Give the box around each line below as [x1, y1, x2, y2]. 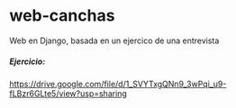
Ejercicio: [9, 56, 46, 67]
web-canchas [9, 5, 115, 26]
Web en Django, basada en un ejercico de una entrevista [9, 35, 220, 46]
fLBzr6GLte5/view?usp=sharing [9, 87, 128, 99]
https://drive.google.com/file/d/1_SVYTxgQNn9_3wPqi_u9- [9, 78, 227, 89]
